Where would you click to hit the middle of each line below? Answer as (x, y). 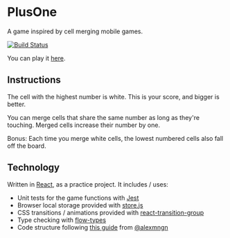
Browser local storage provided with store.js (80, 205)
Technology (34, 168)
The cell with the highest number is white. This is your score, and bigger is (113, 96)
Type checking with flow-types (61, 220)
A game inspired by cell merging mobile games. (75, 31)
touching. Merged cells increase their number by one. (84, 125)
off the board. (27, 146)
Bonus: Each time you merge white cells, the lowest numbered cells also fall (115, 138)
